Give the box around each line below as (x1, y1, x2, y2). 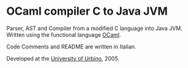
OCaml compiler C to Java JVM (6, 4, 168, 18)
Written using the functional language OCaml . (6, 31, 121, 38)
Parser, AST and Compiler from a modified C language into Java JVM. (6, 25, 182, 32)
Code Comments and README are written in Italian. (6, 43, 137, 50)
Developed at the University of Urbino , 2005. (6, 55, 119, 62)
